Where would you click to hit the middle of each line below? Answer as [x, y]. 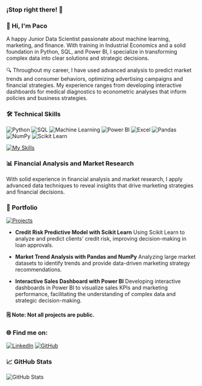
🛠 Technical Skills [34, 114]
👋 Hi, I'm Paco [27, 25]
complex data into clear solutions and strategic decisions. [78, 58]
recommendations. [38, 270]
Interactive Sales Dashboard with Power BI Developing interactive [98, 281]
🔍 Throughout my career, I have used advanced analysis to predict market [99, 70]
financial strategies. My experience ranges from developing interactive [94, 85]
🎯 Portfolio [22, 207]
